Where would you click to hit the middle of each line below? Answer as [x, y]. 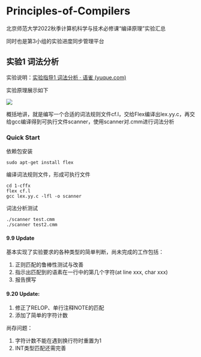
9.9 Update [20, 238]
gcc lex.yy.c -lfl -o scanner [44, 196]
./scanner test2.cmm [32, 225]
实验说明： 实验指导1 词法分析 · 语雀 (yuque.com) [66, 77]
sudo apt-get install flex [40, 163]
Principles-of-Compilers [68, 11]
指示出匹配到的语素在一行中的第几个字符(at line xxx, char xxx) [91, 272]
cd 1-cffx [19, 186]
